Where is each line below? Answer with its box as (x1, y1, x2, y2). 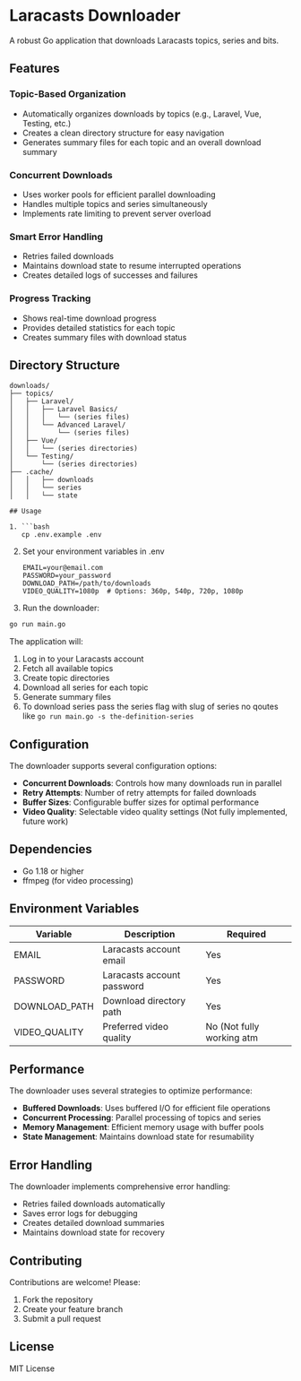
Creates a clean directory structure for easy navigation (21, 127, 225, 138)
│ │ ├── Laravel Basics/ (9, 405, 118, 414)
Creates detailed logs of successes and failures (21, 270, 199, 281)
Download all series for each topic (21, 682, 150, 693)
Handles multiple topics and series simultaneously (21, 198, 208, 209)
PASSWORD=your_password (21, 571, 112, 581)
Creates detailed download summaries (21, 1218, 165, 1229)
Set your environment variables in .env (21, 546, 165, 557)
